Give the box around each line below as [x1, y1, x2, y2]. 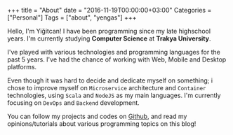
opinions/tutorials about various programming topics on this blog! [7, 120, 197, 128]
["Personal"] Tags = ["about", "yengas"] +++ [7, 13, 137, 22]
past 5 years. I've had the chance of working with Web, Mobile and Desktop [7, 55, 227, 64]
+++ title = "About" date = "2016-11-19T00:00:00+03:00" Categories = [7, 6, 212, 14]
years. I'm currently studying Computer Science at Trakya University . [7, 34, 211, 43]
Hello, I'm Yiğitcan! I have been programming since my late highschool [7, 27, 211, 35]
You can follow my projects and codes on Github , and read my [7, 112, 187, 120]
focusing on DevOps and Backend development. [7, 99, 140, 107]
